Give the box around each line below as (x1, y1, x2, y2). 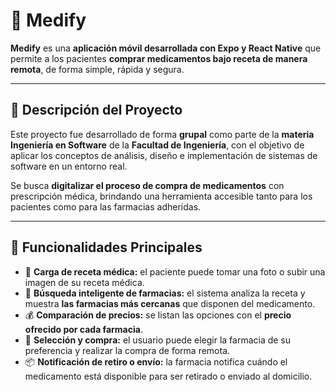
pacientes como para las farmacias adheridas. (10, 200, 202, 213)
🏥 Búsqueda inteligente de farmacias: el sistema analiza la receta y (24, 287, 306, 299)
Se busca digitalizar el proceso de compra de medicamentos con (10, 179, 285, 191)
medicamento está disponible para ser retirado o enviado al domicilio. (24, 370, 313, 382)
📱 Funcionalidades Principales (10, 239, 203, 256)
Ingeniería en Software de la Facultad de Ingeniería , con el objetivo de (10, 139, 305, 151)
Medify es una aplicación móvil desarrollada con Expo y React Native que (10, 42, 322, 54)
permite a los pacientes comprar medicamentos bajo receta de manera (10, 52, 308, 64)
